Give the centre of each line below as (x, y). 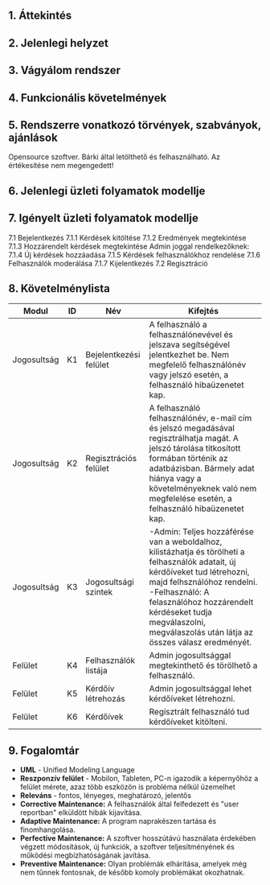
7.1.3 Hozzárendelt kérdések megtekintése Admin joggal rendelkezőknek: (129, 246)
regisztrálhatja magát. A (194, 438)
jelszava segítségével (190, 345)
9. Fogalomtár (44, 750)
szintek (99, 592)
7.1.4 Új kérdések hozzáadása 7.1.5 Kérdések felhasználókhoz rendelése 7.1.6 (135, 254)
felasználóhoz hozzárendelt (201, 603)
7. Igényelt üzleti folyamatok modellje (103, 218)
